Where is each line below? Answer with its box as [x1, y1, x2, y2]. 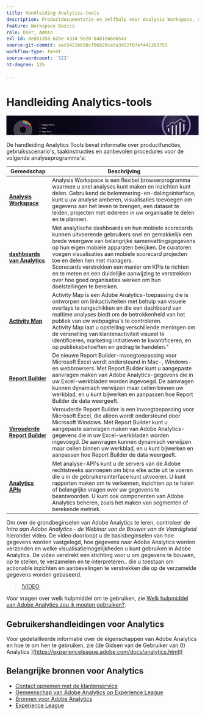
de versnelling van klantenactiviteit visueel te [52, 330, 165, 337]
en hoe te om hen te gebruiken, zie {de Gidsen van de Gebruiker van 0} [6, 642, 186, 649]
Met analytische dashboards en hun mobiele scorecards [52, 224, 193, 231]
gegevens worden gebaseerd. [6, 571, 82, 578]
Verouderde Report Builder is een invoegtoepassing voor [52, 406, 194, 413]
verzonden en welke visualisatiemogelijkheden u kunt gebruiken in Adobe [6, 545, 192, 552]
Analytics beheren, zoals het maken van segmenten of [52, 499, 189, 506]
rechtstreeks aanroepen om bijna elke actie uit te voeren [52, 466, 193, 474]
